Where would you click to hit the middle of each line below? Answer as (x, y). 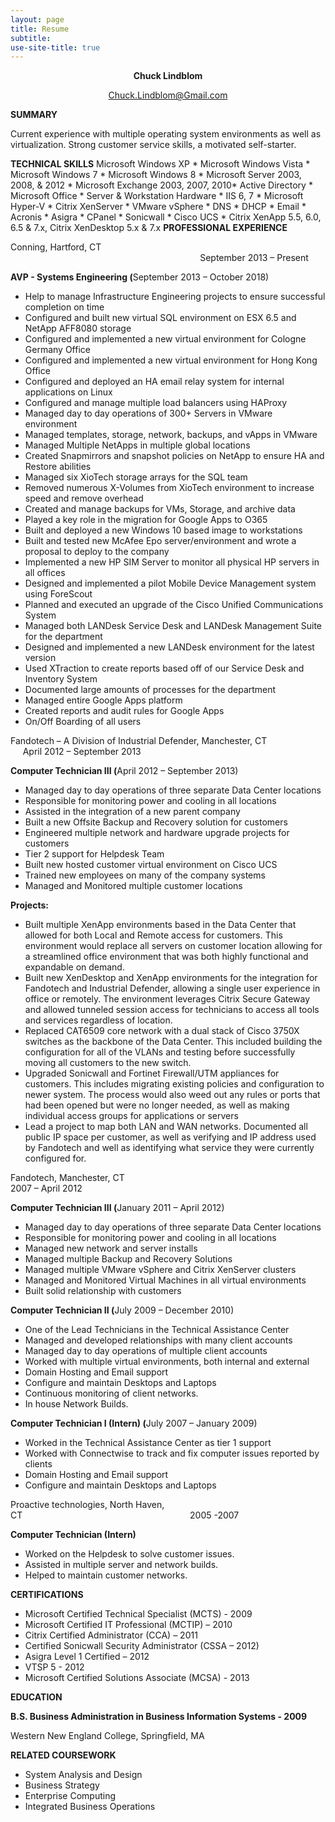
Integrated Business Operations (90, 1807)
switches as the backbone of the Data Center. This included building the (173, 1042)
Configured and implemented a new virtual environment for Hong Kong (171, 360)
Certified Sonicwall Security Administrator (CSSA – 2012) (142, 1646)
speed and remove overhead (84, 498)
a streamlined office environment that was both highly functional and (166, 957)
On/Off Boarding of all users (83, 722)
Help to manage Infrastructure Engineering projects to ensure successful (175, 297)
